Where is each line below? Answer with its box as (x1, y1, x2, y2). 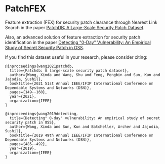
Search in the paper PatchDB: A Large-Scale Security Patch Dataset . (5, 24, 145, 30)
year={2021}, (9, 94, 37, 99)
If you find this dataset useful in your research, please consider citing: (5, 54, 148, 60)
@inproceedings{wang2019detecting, (5, 111, 79, 116)
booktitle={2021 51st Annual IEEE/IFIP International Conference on (9, 81, 154, 86)
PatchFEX (5, 3, 46, 14)
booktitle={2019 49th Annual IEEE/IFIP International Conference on (9, 133, 154, 138)
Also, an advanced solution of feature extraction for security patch (5, 34, 141, 40)
